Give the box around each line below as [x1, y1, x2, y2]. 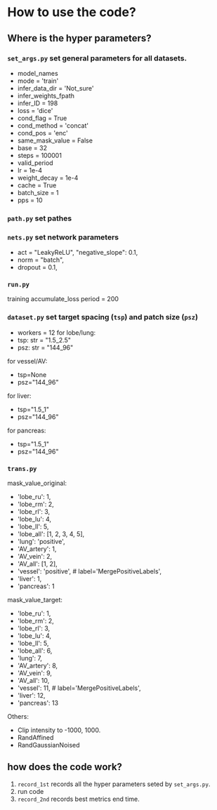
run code [17, 787, 44, 795]
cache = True [17, 180, 57, 190]
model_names [17, 69, 58, 77]
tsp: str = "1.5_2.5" [17, 336, 72, 344]
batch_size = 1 [17, 188, 59, 197]
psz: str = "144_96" [17, 343, 74, 352]
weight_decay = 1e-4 [17, 173, 79, 182]
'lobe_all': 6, [17, 646, 53, 655]
